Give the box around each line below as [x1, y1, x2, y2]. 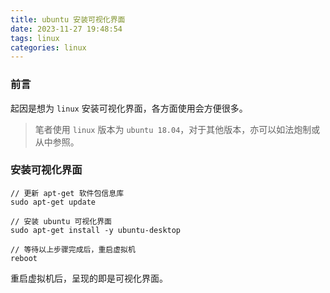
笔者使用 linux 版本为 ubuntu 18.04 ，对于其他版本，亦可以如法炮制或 [34, 123, 321, 135]
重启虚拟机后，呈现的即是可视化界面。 [10, 272, 168, 284]
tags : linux [10, 33, 60, 43]
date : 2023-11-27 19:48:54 [10, 24, 123, 34]
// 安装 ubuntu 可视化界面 [10, 216, 112, 226]
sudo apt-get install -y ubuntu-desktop [10, 225, 182, 235]
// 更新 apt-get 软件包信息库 [10, 188, 125, 198]
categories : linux [10, 42, 87, 53]
